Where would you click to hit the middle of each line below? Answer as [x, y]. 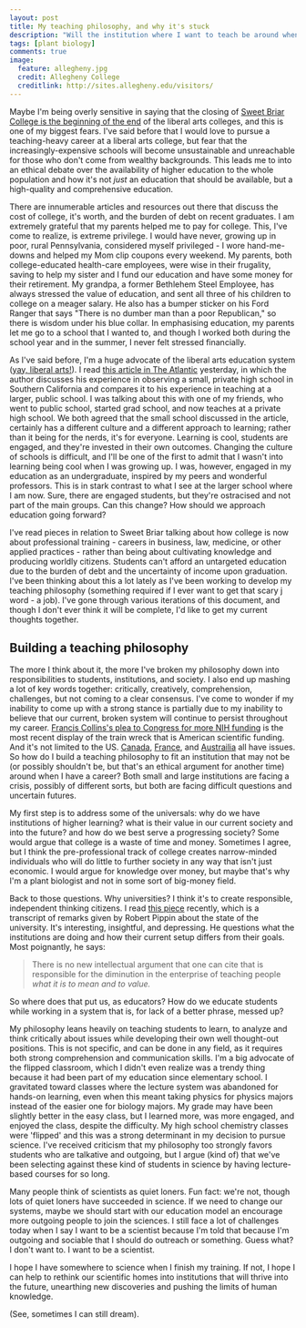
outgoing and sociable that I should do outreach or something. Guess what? [152, 1241]
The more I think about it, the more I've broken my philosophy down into [144, 669]
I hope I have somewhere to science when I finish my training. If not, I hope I [153, 1268]
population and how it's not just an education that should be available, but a [151, 179]
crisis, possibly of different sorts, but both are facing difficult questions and [151, 786]
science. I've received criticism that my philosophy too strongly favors [141, 1145]
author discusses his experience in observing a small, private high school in [152, 379]
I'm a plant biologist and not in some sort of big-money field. [123, 881]
